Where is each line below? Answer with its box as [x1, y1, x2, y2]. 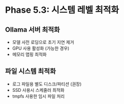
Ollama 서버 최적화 [5, 25, 60, 34]
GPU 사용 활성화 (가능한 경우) [12, 45, 70, 51]
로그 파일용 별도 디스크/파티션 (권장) [12, 81, 82, 87]
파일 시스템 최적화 [5, 67, 56, 76]
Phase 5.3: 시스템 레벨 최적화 [5, 4, 119, 16]
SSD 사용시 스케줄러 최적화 [12, 87, 65, 93]
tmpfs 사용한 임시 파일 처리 [12, 93, 65, 99]
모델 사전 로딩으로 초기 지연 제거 [12, 40, 74, 45]
